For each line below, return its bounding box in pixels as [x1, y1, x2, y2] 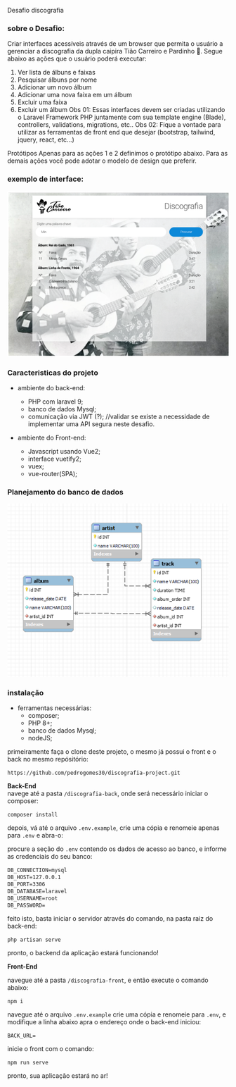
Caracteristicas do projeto [7, 368, 98, 378]
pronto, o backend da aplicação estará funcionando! [7, 949, 159, 957]
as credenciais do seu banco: [7, 852, 93, 861]
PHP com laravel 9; [27, 397, 84, 406]
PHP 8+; [27, 719, 53, 728]
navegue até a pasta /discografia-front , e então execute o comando [7, 976, 209, 985]
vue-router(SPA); [27, 469, 77, 478]
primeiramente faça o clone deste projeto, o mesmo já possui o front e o [7, 747, 216, 756]
